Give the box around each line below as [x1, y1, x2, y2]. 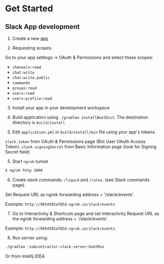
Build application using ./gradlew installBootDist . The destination [12, 114, 148, 120]
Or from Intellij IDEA [5, 253, 45, 259]
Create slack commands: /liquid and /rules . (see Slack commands [12, 177, 150, 183]
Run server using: [12, 235, 48, 240]
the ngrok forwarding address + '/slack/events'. [12, 215, 109, 221]
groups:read [12, 86, 37, 91]
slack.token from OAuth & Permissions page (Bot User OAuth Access [5, 138, 146, 144]
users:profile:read [12, 96, 53, 101]
